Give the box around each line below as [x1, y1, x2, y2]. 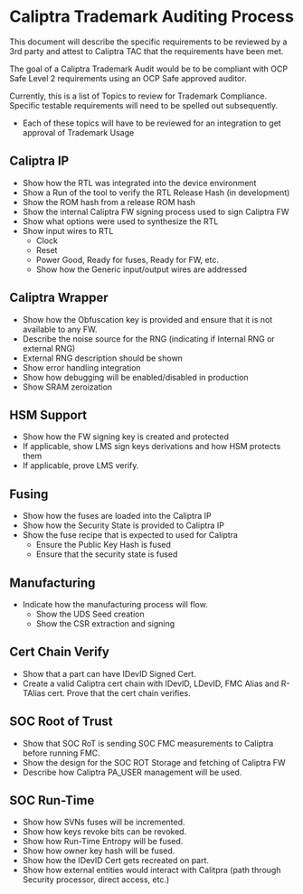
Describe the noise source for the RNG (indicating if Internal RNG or [22, 333, 276, 344]
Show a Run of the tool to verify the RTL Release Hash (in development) [22, 187, 290, 198]
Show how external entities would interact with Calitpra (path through [22, 865, 281, 876]
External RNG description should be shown [22, 353, 184, 363]
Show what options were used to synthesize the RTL [22, 215, 219, 227]
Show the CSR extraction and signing [35, 618, 175, 629]
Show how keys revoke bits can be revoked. [22, 826, 187, 837]
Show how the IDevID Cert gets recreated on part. [22, 855, 210, 866]
